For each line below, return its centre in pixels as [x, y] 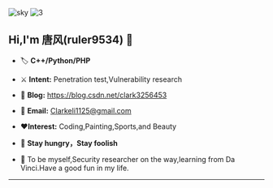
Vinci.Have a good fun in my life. [74, 168]
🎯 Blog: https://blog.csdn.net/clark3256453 [93, 95]
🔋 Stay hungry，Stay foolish [69, 143]
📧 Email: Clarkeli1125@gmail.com [76, 110]
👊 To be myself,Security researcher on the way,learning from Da [128, 159]
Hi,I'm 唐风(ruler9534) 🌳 [71, 40]
